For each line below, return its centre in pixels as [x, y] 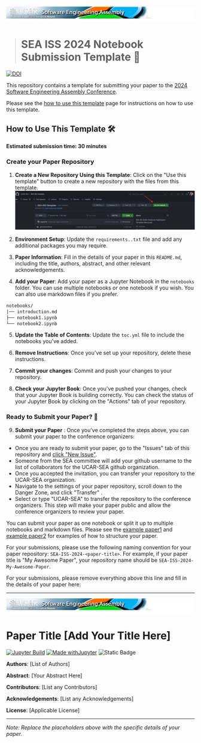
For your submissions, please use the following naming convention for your [99, 547]
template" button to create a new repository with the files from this [97, 181]
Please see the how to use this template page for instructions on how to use [100, 103]
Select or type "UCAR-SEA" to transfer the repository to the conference [103, 499]
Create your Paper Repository [50, 162]
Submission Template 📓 [80, 57]
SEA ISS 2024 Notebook [82, 44]
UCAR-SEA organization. [45, 479]
